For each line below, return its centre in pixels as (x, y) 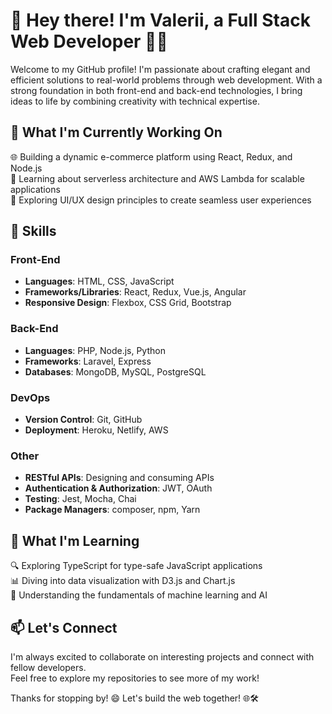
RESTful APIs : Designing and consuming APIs (119, 478)
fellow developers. (48, 667)
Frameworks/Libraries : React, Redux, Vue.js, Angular (135, 292)
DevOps (30, 397)
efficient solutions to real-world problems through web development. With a (166, 80)
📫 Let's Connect (64, 627)
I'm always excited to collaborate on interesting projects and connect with (162, 656)
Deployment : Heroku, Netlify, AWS (96, 430)
